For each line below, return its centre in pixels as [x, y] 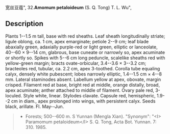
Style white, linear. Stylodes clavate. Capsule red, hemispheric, [89, 95]
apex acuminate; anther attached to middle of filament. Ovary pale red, [80, 90]
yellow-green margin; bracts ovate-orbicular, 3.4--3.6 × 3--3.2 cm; [76, 63]
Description [24, 24]
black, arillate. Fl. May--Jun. [35, 106]
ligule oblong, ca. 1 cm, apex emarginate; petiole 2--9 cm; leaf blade [77, 41]
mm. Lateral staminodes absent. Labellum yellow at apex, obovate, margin [83, 79]
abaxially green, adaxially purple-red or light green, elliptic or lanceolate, [81, 47]
